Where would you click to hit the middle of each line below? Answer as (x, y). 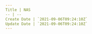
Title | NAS (18, 10)
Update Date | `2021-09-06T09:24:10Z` (47, 24)
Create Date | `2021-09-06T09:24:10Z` (47, 19)
